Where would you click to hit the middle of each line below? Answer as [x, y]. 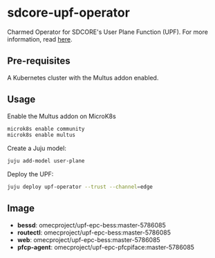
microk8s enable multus [41, 135]
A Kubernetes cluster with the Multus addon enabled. [83, 77]
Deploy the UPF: [30, 174]
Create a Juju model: [37, 148]
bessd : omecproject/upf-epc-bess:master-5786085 [91, 225]
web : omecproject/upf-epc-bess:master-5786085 [88, 239]
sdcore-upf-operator [68, 13]
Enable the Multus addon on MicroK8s [62, 116]
